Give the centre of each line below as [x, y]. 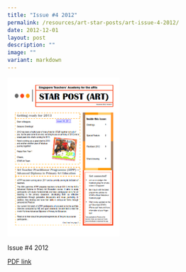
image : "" [22, 53]
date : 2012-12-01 [33, 30]
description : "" [31, 45]
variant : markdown [34, 61]
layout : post [27, 38]
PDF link [20, 262]
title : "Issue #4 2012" [43, 15]
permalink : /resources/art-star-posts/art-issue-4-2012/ [93, 22]
